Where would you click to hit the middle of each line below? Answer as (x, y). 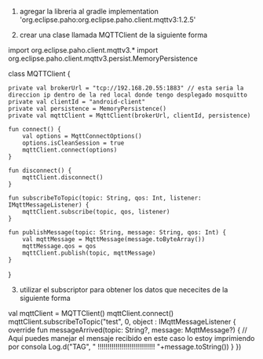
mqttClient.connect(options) (70, 150)
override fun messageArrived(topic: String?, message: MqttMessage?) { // (128, 330)
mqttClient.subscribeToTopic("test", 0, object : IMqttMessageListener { (122, 322)
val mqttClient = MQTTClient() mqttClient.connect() (91, 313)
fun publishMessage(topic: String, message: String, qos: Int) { (117, 233)
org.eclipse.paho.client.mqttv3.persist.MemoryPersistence (103, 59)
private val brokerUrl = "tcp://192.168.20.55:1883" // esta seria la (126, 88)
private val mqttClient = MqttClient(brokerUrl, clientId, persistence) (130, 115)
